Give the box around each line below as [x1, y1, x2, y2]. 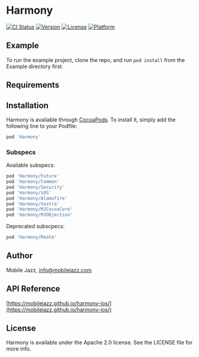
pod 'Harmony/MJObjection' [6, 212, 73, 218]
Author [6, 251, 33, 261]
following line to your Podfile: [6, 122, 78, 129]
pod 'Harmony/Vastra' [6, 201, 60, 207]
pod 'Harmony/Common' [6, 179, 60, 185]
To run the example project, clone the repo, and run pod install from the [6, 56, 185, 63]
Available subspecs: [6, 162, 55, 169]
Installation [6, 100, 49, 110]
